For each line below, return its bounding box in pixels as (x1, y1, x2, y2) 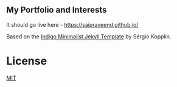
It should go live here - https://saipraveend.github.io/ (6, 21, 139, 28)
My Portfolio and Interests (6, 5, 107, 15)
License (6, 54, 47, 68)
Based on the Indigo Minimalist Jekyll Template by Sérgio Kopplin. (6, 33, 172, 40)
